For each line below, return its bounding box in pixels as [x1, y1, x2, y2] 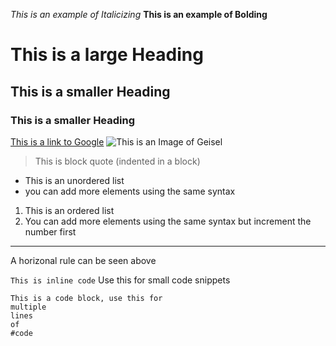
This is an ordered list [24, 204, 115, 216]
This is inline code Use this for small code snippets [10, 274, 231, 286]
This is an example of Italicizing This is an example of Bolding [10, 9, 268, 20]
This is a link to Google [10, 135, 105, 148]
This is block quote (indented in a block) [34, 155, 201, 167]
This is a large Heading [10, 44, 204, 66]
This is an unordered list [24, 174, 125, 186]
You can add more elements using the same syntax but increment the [24, 215, 312, 227]
